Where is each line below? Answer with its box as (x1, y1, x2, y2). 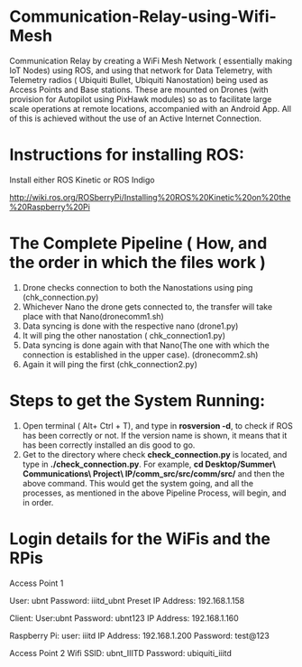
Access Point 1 (9, 578, 64, 588)
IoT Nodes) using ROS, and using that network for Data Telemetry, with (9, 65, 273, 76)
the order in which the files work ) (9, 253, 266, 273)
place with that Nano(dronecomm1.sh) (22, 310, 164, 321)
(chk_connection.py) (22, 292, 99, 302)
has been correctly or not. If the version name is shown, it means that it (22, 430, 288, 440)
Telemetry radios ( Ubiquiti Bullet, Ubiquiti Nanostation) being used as (9, 74, 269, 85)
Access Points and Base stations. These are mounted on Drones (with (9, 84, 269, 95)
